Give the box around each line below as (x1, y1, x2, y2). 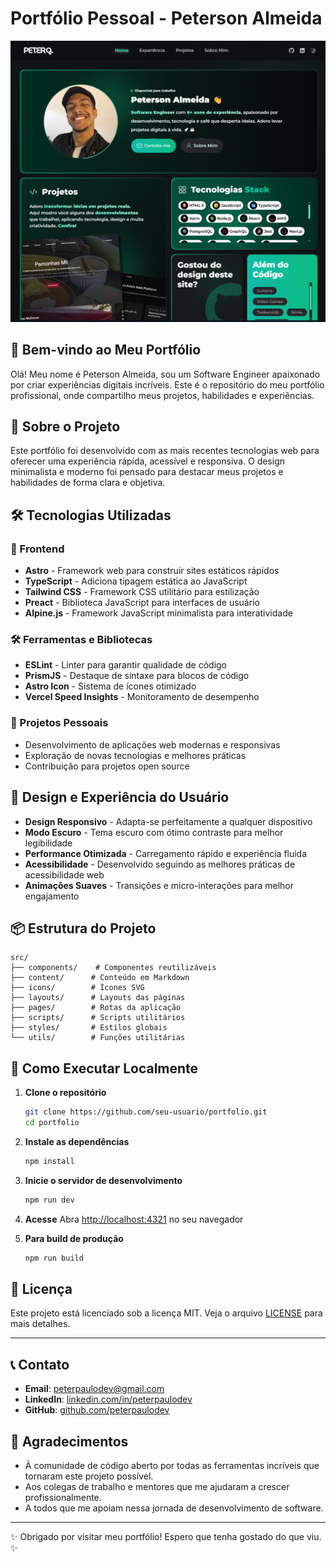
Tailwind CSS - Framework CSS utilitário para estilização (24, 586, 260, 598)
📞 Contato (10, 1356, 70, 1373)
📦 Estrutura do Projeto (10, 920, 157, 937)
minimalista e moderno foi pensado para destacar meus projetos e (10, 466, 284, 478)
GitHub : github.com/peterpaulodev (24, 1404, 170, 1416)
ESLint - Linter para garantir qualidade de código (24, 659, 228, 671)
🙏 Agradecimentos (10, 1433, 129, 1450)
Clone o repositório (24, 1087, 107, 1099)
